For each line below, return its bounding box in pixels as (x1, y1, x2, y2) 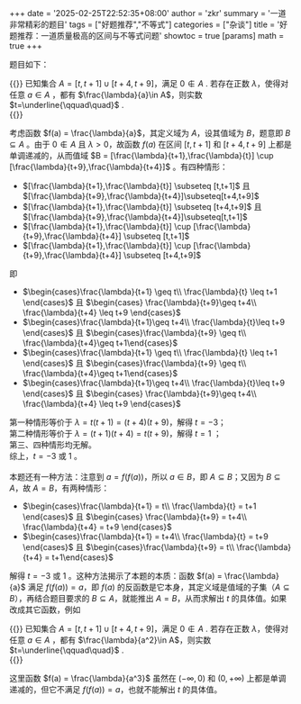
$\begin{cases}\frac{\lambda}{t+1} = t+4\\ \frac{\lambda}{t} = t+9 (22, 531, 269, 542)
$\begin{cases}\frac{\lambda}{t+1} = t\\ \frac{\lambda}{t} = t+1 (22, 501, 257, 511)
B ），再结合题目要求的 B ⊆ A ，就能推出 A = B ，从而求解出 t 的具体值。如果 (9, 593, 287, 603)
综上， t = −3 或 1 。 (9, 451, 83, 461)
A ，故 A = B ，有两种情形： (9, 483, 110, 493)
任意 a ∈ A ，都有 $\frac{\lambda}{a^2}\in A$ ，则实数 (9, 635, 212, 645)
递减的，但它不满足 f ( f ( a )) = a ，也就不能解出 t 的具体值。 (9, 684, 223, 695)
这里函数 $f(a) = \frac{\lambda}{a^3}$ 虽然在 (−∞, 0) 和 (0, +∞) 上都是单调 (9, 673, 287, 683)
